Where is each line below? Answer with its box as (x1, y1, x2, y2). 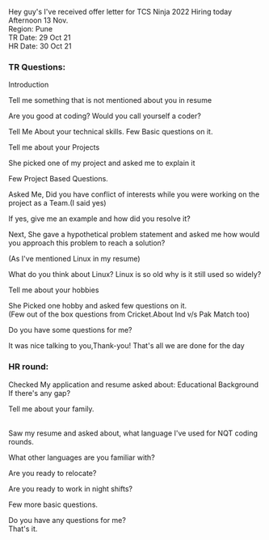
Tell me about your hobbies (8, 285, 99, 295)
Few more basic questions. (8, 500, 99, 509)
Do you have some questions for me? (8, 325, 132, 335)
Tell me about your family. (8, 404, 95, 414)
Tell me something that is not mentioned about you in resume (8, 96, 212, 105)
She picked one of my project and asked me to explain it (8, 158, 195, 168)
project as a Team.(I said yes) (8, 198, 107, 208)
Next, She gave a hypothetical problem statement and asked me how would (8, 230, 260, 240)
